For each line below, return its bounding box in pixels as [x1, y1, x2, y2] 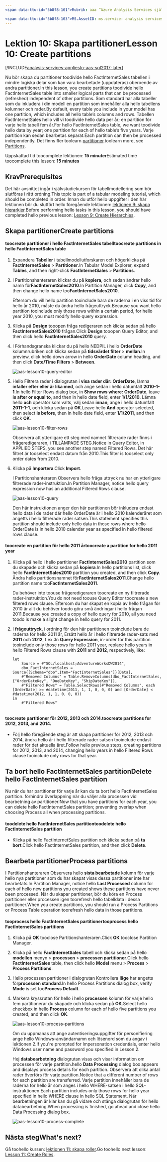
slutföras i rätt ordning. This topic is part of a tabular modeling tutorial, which [5, 191, 161, 197]
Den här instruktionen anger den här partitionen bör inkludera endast [12, 505, 154, 511]
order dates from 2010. [12, 456, 60, 462]
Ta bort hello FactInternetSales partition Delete [5, 767, 152, 776]
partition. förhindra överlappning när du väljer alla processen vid [5, 794, 137, 800]
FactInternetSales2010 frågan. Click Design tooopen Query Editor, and [12, 328, 158, 334]
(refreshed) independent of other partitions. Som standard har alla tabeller [5, 96, 158, 102]
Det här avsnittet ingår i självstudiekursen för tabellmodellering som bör [5, 186, 152, 192]
